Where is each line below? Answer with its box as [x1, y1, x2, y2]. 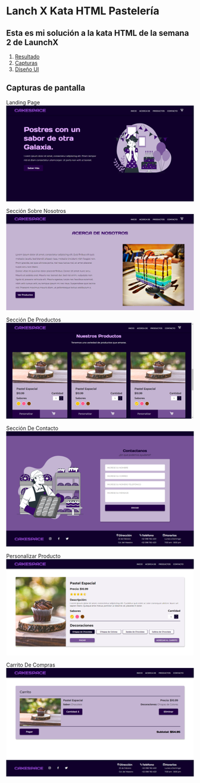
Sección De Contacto [6, 425, 58, 432]
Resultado [14, 53, 40, 60]
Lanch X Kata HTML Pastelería [6, 4, 160, 18]
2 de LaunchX [6, 37, 59, 47]
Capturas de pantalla [6, 83, 85, 93]
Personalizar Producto [6, 553, 61, 560]
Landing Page [6, 98, 40, 106]
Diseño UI [14, 66, 39, 73]
